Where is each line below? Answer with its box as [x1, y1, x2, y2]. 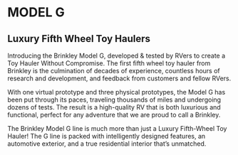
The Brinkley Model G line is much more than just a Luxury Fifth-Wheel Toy [7, 124, 227, 132]
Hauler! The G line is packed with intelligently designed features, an [7, 132, 206, 140]
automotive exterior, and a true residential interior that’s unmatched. [7, 139, 207, 148]
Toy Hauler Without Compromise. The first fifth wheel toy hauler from [7, 59, 211, 68]
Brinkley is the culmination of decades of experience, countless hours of [7, 67, 221, 75]
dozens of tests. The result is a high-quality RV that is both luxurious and [7, 103, 221, 111]
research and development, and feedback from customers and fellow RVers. [7, 74, 232, 82]
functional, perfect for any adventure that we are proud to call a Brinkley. [7, 111, 221, 119]
